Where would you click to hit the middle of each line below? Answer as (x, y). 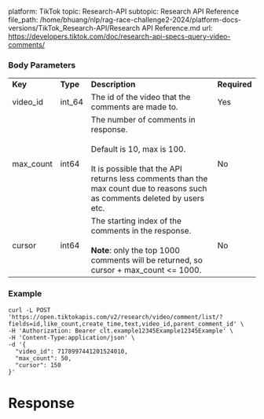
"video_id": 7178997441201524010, (71, 351)
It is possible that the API (136, 169)
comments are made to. (134, 107)
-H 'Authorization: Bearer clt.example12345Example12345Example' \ (121, 331)
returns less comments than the (149, 178)
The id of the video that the (141, 97)
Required (235, 84)
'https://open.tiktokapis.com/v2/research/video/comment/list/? (115, 317)
